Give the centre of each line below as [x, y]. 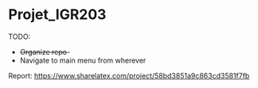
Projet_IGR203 [57, 15]
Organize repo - [45, 52]
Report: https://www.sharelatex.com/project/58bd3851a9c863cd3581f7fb [129, 75]
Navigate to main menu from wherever [83, 60]
